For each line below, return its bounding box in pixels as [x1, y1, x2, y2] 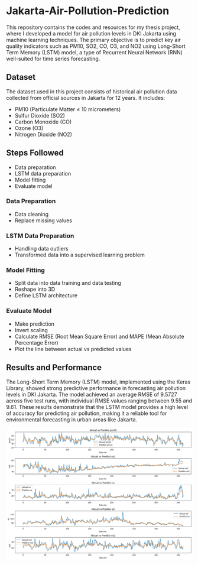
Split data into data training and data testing [14, 280, 121, 287]
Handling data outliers [14, 245, 69, 252]
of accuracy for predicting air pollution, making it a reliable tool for [6, 410, 167, 417]
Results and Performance [6, 362, 102, 373]
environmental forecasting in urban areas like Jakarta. [6, 415, 138, 423]
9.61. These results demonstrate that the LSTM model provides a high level [6, 403, 188, 410]
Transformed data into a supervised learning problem [14, 251, 145, 258]
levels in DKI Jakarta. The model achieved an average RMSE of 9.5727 [6, 391, 177, 398]
